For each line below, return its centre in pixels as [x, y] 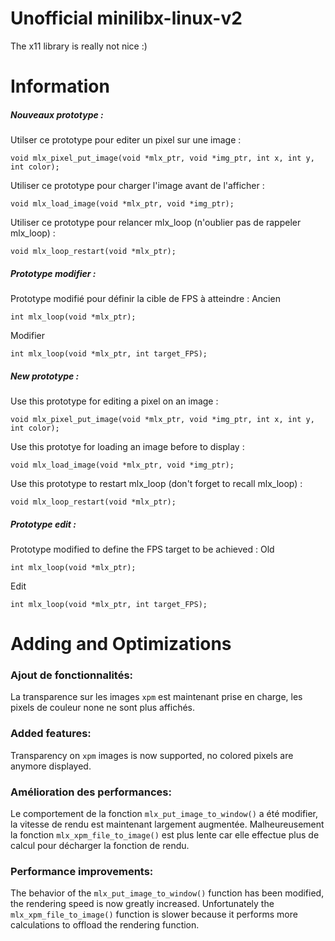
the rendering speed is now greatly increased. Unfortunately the [142, 904]
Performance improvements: [82, 871]
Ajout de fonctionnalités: [72, 675]
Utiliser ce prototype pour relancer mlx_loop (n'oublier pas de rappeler [156, 223]
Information [60, 86]
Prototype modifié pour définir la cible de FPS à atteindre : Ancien [145, 299]
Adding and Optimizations [121, 644]
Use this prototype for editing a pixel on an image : [114, 401]
